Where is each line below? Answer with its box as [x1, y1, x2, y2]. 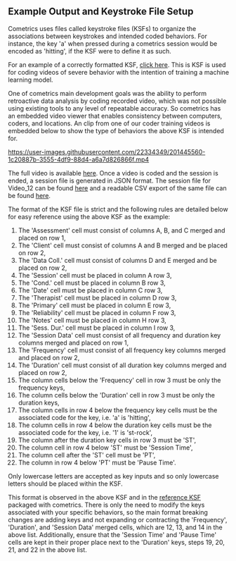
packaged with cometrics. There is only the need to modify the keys [8, 500, 205, 509]
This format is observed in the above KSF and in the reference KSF [8, 493, 202, 501]
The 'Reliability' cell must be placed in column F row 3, [18, 308, 176, 316]
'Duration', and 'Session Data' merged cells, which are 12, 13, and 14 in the [8, 523, 223, 531]
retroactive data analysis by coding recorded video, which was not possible [8, 97, 227, 105]
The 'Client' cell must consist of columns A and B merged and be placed [18, 241, 228, 249]
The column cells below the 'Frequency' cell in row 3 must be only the [18, 376, 221, 384]
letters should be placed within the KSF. [8, 479, 124, 488]
